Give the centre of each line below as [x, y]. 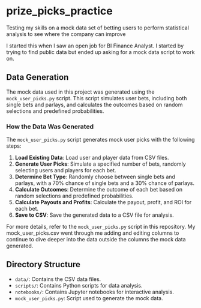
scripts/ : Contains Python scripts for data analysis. [79, 285]
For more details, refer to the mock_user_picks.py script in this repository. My [101, 227]
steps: [14, 146]
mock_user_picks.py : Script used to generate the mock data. [89, 298]
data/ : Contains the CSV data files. [58, 279]
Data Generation [37, 77]
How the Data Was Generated [50, 126]
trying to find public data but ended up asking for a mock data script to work [100, 52]
